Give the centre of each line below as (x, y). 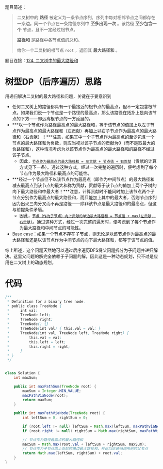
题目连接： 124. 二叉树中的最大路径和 (42, 60)
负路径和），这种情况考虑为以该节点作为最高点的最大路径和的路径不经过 (83, 149)
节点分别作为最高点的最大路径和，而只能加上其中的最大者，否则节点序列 (84, 197)
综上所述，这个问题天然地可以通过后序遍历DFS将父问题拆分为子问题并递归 (79, 250)
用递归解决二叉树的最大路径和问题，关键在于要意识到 (58, 96)
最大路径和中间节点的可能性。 (53, 227)
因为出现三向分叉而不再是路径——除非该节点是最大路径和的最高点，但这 (84, 203)
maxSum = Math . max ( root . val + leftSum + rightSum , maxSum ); (84, 444)
